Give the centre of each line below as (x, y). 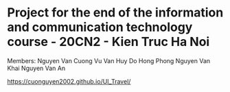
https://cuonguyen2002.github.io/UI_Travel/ (69, 81)
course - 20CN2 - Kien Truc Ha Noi (108, 42)
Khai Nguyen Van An (36, 68)
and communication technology (100, 27)
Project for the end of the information (115, 13)
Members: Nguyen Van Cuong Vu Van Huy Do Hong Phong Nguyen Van (109, 60)
